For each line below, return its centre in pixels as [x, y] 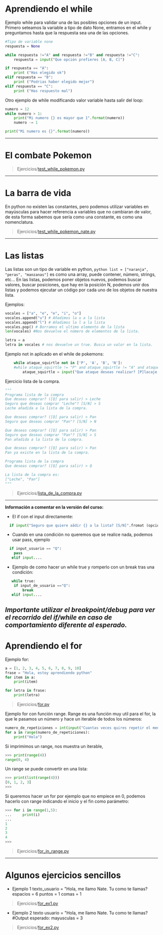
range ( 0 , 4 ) [17, 759]
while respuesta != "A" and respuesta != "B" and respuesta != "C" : [72, 55]
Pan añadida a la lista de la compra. [44, 439]
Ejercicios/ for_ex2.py [38, 928]
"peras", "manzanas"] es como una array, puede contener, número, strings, [81, 274]
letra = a [15, 340]
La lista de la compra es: [32, 475]
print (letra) [27, 695]
